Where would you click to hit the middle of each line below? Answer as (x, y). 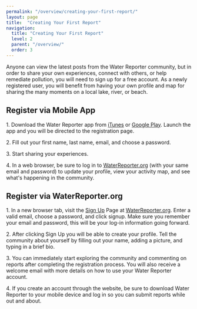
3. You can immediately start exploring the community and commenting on (96, 258)
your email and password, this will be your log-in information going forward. (98, 223)
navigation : (21, 28)
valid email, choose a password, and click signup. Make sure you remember (98, 216)
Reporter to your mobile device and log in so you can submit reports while (96, 295)
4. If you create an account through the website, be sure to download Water (98, 288)
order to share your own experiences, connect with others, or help (86, 73)
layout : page (22, 17)
